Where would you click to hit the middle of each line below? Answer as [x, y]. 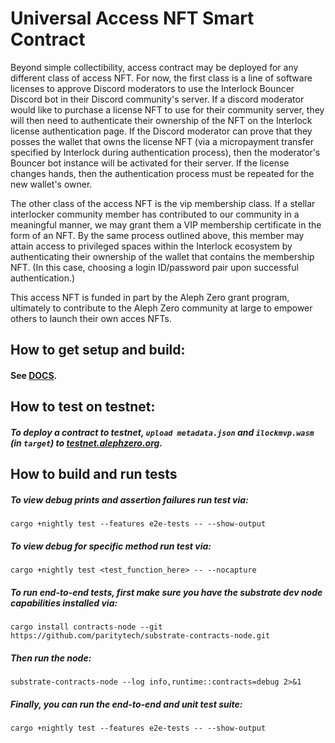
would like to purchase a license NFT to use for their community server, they [167, 109]
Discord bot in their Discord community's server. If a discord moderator [157, 99]
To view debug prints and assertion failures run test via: [129, 499]
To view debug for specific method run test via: [111, 546]
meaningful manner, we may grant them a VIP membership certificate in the [166, 224]
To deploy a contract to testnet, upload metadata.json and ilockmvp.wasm [162, 432]
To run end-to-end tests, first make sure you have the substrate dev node [166, 592]
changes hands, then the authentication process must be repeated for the [162, 173]
